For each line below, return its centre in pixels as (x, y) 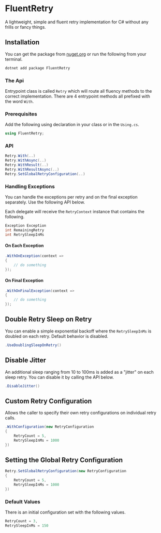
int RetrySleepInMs (25, 234)
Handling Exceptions (30, 186)
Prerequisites (21, 114)
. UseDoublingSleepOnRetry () (33, 345)
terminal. (14, 59)
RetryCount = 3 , (21, 521)
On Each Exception (24, 246)
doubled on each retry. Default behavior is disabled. (57, 336)
